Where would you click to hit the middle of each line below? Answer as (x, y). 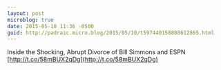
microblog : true (30, 20)
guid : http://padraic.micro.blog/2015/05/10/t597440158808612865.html (111, 33)
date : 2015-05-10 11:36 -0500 (51, 26)
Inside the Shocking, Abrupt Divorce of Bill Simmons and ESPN (96, 52)
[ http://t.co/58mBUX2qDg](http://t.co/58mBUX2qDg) (83, 60)
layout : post (26, 13)
